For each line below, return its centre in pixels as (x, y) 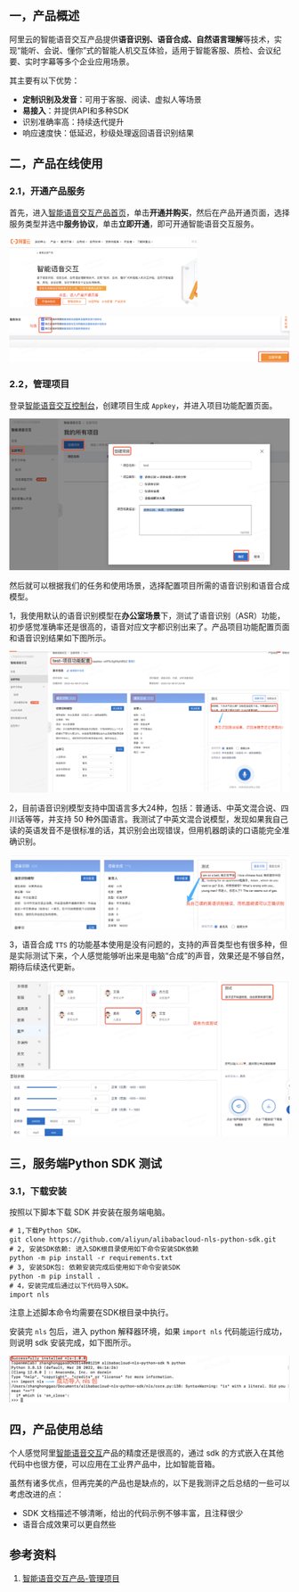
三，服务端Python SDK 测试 (86, 1163)
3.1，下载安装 (38, 1191)
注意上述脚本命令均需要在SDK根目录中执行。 (91, 1313)
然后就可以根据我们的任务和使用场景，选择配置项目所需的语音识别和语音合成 (149, 585)
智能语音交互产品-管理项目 (71, 1578)
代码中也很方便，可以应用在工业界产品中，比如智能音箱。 (114, 1464)
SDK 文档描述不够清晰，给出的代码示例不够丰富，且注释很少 (133, 1513)
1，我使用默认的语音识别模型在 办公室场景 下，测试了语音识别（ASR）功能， (147, 615)
